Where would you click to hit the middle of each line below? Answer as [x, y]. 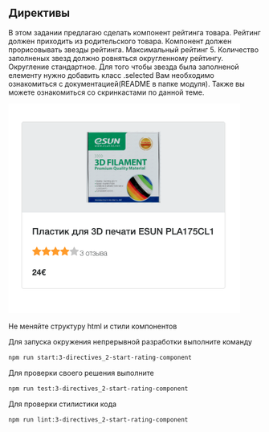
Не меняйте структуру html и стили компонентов [93, 326]
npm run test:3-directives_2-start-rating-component [98, 389]
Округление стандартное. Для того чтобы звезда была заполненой [124, 67]
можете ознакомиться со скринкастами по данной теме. [106, 92]
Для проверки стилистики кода [63, 404]
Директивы [39, 13]
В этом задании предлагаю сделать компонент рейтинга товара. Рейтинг [134, 32]
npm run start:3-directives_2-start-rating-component [100, 357]
